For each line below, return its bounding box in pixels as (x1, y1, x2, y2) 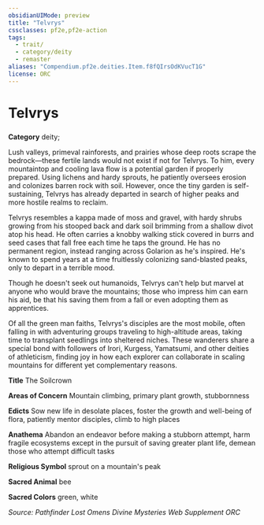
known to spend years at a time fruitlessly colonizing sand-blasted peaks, (8, 254, 248, 264)
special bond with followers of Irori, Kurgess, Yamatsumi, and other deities (8, 343, 250, 353)
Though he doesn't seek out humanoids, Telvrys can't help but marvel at (8, 278, 244, 287)
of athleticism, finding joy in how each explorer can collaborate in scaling (8, 352, 246, 361)
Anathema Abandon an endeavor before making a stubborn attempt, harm (8, 430, 251, 439)
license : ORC (8, 70, 51, 78)
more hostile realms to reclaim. (8, 198, 109, 207)
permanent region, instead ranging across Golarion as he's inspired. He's (8, 246, 246, 256)
